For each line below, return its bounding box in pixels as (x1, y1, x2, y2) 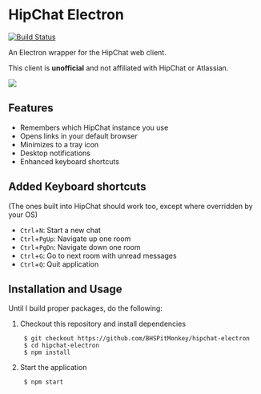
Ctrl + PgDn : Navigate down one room (19, 242, 142, 251)
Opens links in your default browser (19, 131, 138, 141)
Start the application (19, 363, 87, 372)
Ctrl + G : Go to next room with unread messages (19, 251, 178, 260)
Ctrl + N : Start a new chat (19, 225, 102, 235)
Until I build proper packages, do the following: (8, 304, 163, 313)
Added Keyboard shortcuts (8, 180, 147, 194)
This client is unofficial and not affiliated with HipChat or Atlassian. (8, 62, 229, 73)
